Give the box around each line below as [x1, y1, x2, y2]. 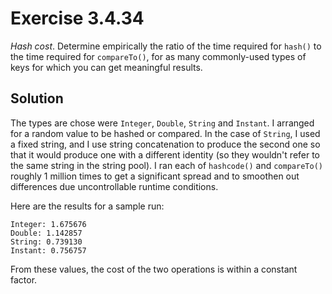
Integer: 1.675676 [10, 219, 87, 229]
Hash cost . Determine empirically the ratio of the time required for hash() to [10, 40, 322, 52]
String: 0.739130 [10, 237, 83, 247]
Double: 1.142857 [10, 228, 83, 238]
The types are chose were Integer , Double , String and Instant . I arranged [10, 117, 315, 129]
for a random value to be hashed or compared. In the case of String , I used [10, 127, 321, 139]
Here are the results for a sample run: [10, 200, 165, 212]
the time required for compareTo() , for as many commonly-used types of [10, 50, 307, 62]
